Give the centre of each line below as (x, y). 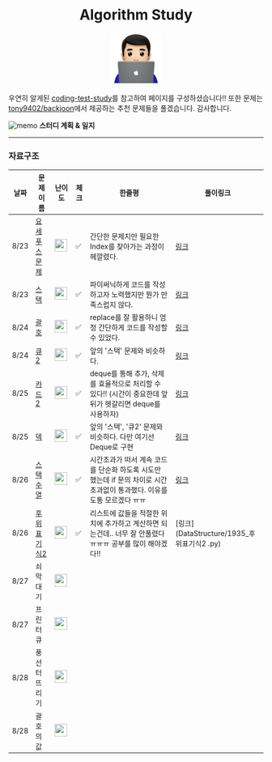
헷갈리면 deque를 (133, 403)
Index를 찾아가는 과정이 (127, 246)
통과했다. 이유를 (143, 490)
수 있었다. (105, 338)
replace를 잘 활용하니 (124, 317)
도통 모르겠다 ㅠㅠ (118, 500)
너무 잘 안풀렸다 (140, 533)
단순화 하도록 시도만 (130, 470)
